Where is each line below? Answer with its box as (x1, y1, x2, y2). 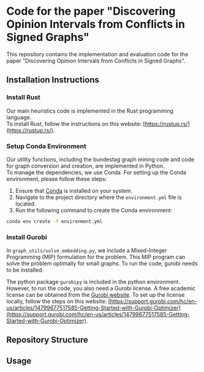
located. (15, 200, 36, 207)
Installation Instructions (6, 75, 100, 85)
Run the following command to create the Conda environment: (15, 206, 173, 214)
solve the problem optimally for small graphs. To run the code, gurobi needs (6, 260, 198, 267)
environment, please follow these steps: (6, 175, 107, 182)
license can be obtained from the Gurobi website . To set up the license (6, 291, 185, 299)
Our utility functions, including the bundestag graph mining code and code (6, 155, 195, 163)
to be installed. (6, 266, 44, 273)
